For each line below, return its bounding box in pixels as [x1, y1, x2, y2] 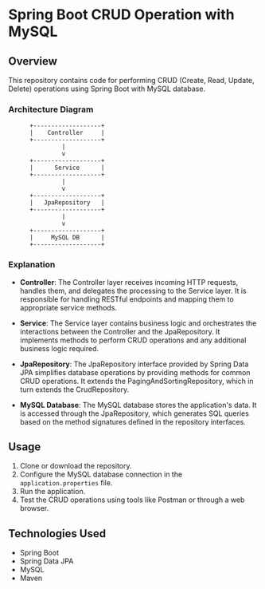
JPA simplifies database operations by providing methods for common [19, 367, 251, 377]
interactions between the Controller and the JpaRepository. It [19, 326, 220, 336]
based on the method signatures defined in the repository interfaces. [19, 417, 247, 426]
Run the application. [19, 487, 86, 496]
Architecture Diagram [8, 104, 94, 115]
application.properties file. [19, 478, 113, 488]
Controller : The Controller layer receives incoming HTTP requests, [19, 277, 239, 287]
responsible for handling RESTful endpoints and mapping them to [19, 294, 235, 304]
